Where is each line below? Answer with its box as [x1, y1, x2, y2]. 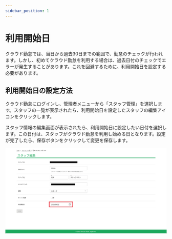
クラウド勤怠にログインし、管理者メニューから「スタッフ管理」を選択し [5, 101, 158, 107]
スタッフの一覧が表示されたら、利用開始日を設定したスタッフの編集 [13, 107, 158, 113]
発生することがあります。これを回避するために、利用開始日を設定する [18, 63, 166, 69]
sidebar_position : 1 [5, 8, 50, 13]
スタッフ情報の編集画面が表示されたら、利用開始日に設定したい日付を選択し [5, 125, 167, 131]
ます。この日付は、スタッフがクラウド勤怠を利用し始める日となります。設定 [5, 131, 166, 137]
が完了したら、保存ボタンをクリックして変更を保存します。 [5, 137, 131, 144]
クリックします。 [18, 113, 55, 120]
